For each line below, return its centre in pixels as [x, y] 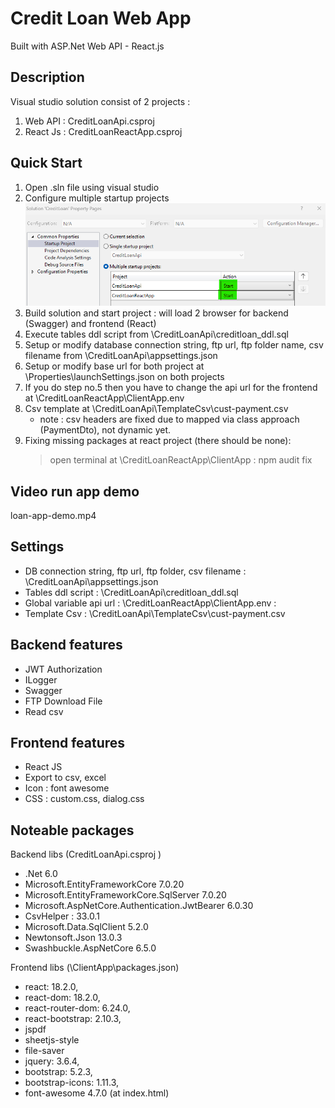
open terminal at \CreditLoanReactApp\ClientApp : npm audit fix [181, 460]
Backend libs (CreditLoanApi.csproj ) [86, 854]
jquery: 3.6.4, [52, 1061]
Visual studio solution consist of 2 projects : [100, 101]
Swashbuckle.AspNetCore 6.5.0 [90, 948]
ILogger [41, 679]
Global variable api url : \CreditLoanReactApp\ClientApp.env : [150, 603]
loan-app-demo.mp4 [53, 516]
